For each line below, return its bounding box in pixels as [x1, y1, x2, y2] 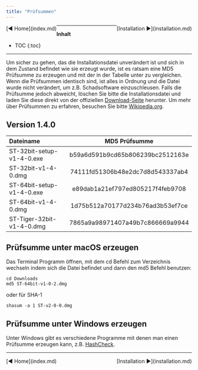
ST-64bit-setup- [9, 181, 58, 189]
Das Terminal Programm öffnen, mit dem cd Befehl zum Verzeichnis [6, 258, 171, 266]
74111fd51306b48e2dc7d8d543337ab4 [70, 168, 189, 176]
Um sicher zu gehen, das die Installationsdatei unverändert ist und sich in [6, 58, 184, 66]
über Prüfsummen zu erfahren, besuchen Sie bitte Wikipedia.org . [6, 103, 164, 110]
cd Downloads [6, 276, 38, 282]
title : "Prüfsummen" [6, 8, 57, 15]
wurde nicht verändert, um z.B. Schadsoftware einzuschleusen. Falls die [6, 84, 181, 91]
